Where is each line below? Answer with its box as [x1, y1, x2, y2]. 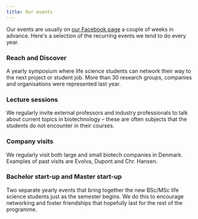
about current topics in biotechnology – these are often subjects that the [6, 116, 187, 123]
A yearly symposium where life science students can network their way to [6, 67, 191, 75]
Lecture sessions [6, 95, 58, 104]
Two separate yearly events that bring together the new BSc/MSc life [6, 186, 179, 194]
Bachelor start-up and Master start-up [6, 172, 122, 181]
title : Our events [6, 8, 53, 15]
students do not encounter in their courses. [6, 122, 115, 129]
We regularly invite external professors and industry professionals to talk [6, 109, 188, 116]
